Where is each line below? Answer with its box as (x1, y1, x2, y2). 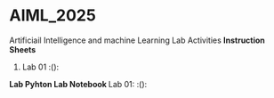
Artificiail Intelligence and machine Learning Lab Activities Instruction (9, 35, 265, 45)
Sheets (9, 44, 36, 54)
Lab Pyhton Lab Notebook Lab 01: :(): (9, 78, 148, 89)
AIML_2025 (9, 5, 96, 26)
